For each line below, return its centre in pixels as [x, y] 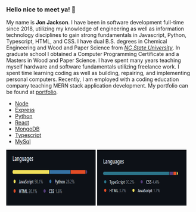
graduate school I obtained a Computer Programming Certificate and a [93, 54]
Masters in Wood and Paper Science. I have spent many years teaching [94, 60]
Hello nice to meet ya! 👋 [41, 10]
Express [25, 110]
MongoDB [27, 129]
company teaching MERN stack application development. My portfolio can [97, 86]
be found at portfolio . [32, 92]
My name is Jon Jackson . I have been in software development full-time [95, 23]
